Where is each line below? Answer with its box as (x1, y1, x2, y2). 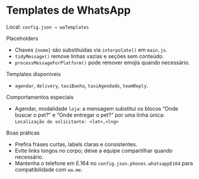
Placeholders (6, 34, 39, 42)
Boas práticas (6, 129, 40, 136)
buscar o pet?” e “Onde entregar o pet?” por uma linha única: (14, 111, 165, 118)
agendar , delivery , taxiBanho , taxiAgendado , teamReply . (14, 81, 149, 89)
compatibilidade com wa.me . (14, 166, 83, 173)
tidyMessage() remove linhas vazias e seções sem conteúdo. (14, 52, 165, 59)
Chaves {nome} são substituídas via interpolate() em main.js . (14, 46, 168, 54)
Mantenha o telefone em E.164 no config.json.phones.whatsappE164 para (14, 159, 193, 167)
